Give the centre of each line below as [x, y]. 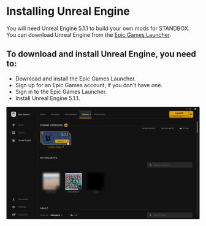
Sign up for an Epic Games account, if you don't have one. [89, 85]
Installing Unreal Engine [68, 11]
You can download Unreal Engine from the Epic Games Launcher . [89, 34]
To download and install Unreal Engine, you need [101, 54]
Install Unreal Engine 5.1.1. [48, 98]
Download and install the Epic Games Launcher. [75, 79]
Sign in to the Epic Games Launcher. [61, 92]
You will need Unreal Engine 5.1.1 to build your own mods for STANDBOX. [98, 28]
